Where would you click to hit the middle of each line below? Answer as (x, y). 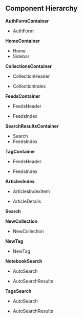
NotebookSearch (24, 261)
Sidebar (21, 56)
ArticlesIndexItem (31, 191)
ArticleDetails (27, 201)
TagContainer (20, 151)
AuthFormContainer (27, 21)
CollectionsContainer (29, 66)
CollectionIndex (29, 86)
